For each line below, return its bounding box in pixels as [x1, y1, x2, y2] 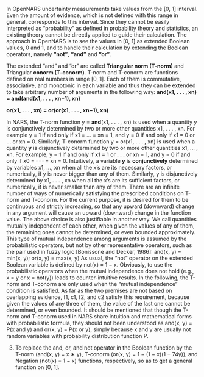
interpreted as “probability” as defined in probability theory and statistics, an [6, 24, 199, 32]
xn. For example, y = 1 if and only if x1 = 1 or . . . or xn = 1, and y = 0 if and [6, 151, 191, 158]
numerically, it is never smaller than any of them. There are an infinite [6, 183, 180, 190]
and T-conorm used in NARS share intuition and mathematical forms [21, 313, 192, 320]
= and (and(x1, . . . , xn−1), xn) [6, 95, 81, 102]
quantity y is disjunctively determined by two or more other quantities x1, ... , [6, 145, 198, 151]
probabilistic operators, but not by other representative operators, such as [6, 242, 192, 249]
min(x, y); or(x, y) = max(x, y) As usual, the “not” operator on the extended [6, 254, 194, 262]
